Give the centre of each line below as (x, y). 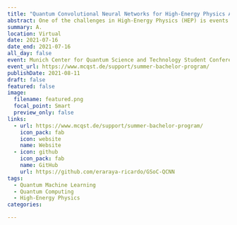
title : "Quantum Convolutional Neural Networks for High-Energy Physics (116, 14)
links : (17, 119)
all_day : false (30, 54)
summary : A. (25, 27)
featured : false (31, 86)
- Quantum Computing (44, 192)
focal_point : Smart (42, 106)
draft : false (26, 80)
